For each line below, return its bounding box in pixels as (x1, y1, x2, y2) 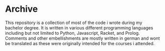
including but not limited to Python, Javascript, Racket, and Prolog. (5, 30, 140, 36)
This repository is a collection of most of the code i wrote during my (5, 20, 142, 25)
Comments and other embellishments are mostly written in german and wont (5, 35, 160, 41)
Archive (5, 3, 38, 15)
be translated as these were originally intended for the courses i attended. (5, 40, 155, 46)
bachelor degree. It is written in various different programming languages (5, 25, 153, 30)
